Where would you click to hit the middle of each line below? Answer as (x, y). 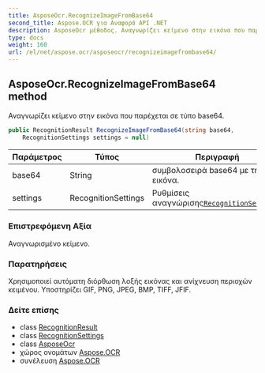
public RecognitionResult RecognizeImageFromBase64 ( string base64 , (121, 130)
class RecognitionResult (58, 327)
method (28, 97)
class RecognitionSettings (62, 336)
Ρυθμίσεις (171, 193)
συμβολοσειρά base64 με (200, 170)
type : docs (26, 38)
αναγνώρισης (178, 202)
